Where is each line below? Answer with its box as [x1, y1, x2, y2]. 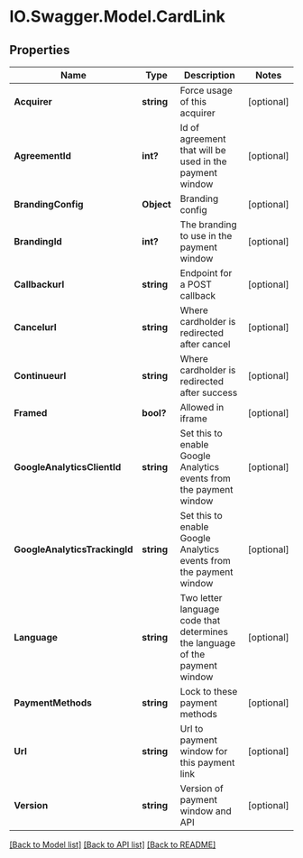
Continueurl [14, 370, 67, 382]
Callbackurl [14, 278, 65, 291]
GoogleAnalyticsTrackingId [14, 543, 133, 556]
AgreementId [14, 150, 72, 161]
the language [179, 637, 236, 649]
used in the [179, 155, 227, 168]
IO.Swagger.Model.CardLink [9, 6, 225, 27]
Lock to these [179, 686, 238, 697]
